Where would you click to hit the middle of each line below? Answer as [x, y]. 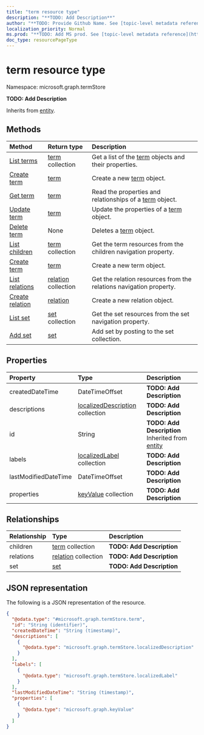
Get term [22, 195]
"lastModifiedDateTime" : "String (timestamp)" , [73, 693]
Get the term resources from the [138, 244]
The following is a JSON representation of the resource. [76, 603]
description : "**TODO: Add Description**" [61, 18]
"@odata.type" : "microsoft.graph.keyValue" [78, 710]
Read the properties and [126, 192]
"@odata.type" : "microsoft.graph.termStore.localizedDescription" [108, 648]
